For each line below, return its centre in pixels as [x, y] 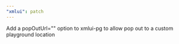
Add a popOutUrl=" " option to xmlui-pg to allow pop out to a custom [90, 28]
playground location [31, 34]
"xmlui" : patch [25, 11]
